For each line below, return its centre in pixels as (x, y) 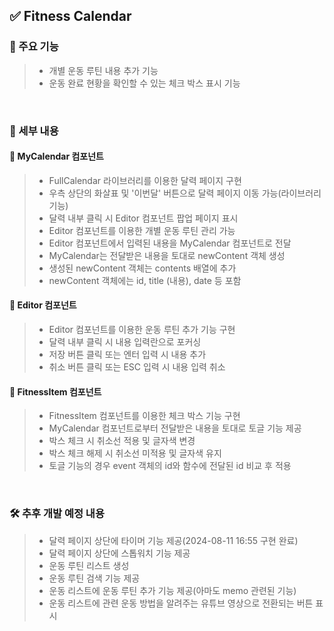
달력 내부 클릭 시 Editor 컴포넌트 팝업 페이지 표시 (143, 218)
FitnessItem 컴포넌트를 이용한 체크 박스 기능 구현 (144, 416)
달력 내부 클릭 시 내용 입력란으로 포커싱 (125, 342)
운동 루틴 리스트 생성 (89, 565)
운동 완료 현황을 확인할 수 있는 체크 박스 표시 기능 (144, 83)
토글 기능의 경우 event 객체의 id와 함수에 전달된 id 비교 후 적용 (170, 466)
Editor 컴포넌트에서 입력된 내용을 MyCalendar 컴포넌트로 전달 (170, 243)
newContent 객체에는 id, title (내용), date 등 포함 (145, 280)
